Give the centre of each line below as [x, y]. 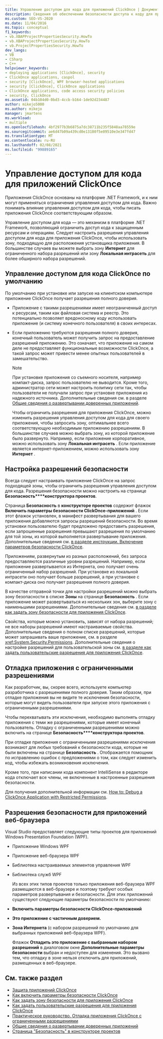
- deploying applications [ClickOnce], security [55, 73]
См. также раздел [34, 978]
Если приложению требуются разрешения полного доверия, [75, 332]
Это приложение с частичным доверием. [57, 918]
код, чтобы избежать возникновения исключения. [57, 763]
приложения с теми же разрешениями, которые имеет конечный [73, 723]
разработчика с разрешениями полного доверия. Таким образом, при [78, 693]
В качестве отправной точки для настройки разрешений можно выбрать [81, 591]
